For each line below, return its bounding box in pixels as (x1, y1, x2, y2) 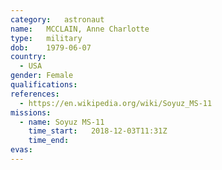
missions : (10, 107, 52, 118)
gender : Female (10, 71, 74, 81)
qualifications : (10, 80, 78, 90)
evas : (10, 145, 33, 155)
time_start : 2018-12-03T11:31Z (28, 126, 168, 136)
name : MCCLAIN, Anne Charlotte (10, 24, 150, 34)
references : (10, 89, 60, 99)
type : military (10, 33, 83, 43)
